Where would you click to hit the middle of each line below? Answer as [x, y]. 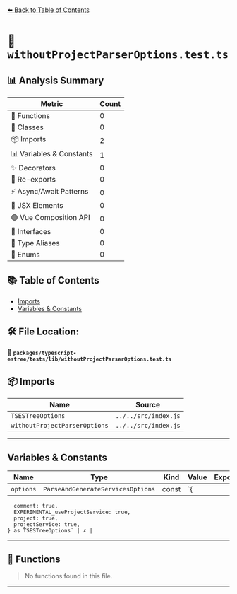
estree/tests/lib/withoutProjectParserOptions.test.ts [90, 359]
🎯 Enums [25, 255]
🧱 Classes [28, 127]
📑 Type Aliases [35, 243]
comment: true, [36, 506]
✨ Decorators [34, 168]
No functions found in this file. [68, 576]
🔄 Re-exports [34, 179]
